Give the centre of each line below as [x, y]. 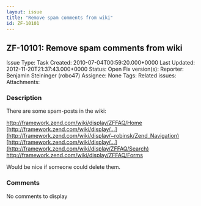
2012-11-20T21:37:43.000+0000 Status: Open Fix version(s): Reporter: [95, 69]
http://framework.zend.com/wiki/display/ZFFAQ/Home [74, 123]
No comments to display [37, 196]
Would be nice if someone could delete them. [64, 167]
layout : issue [24, 12]
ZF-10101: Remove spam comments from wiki [94, 48]
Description [24, 98]
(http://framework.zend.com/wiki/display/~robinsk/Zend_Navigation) [93, 136]
